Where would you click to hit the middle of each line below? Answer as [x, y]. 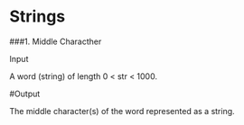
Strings [38, 17]
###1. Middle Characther [56, 41]
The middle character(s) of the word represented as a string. [122, 111]
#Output [25, 94]
